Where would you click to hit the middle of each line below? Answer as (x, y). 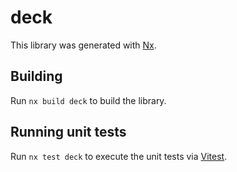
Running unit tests (68, 132)
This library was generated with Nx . (83, 45)
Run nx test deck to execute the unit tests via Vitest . (119, 156)
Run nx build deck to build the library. (88, 100)
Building (36, 76)
